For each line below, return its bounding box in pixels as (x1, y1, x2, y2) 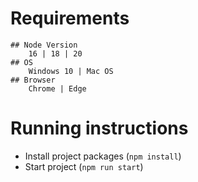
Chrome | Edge (28, 83, 87, 94)
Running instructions (10, 117, 189, 140)
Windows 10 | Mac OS (28, 66, 114, 76)
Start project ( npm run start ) (24, 160, 144, 172)
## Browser (10, 75, 56, 85)
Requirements (10, 7, 130, 30)
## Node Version (10, 40, 78, 50)
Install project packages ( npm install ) (24, 150, 182, 162)
